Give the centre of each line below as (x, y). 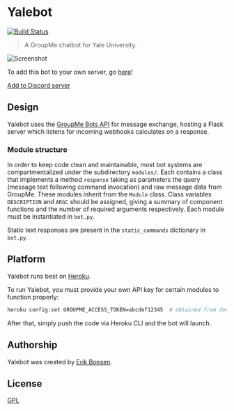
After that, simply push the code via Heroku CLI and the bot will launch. (109, 323)
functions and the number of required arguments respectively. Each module (116, 209)
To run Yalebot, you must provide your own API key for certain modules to (113, 289)
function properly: (33, 297)
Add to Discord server (39, 85)
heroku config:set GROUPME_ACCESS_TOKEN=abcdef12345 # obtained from (112, 310)
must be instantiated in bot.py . (51, 217)
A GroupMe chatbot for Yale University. (80, 45)
